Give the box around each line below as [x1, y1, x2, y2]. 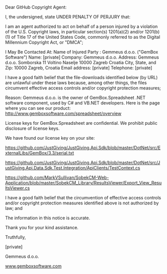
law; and [5, 205, 23, 211]
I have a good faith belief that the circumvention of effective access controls [5, 195, 162, 200]
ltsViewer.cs [5, 185, 30, 191]
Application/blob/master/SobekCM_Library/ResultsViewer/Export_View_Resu [5, 180, 162, 185]
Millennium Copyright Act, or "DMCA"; [5, 39, 83, 45]
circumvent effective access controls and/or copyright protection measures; [5, 85, 162, 91]
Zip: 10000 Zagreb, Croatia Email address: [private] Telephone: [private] [5, 65, 153, 71]
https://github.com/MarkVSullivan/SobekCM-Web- [5, 175, 109, 181]
